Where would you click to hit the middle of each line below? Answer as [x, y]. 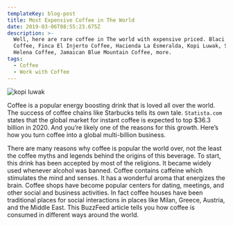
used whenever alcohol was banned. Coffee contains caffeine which [105, 170]
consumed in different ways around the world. [73, 215]
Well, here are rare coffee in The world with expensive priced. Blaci [119, 40]
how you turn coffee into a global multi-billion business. [87, 135]
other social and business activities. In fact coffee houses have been [105, 193]
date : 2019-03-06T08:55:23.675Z [54, 26]
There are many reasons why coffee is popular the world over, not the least [114, 148]
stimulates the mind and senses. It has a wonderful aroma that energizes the [116, 177]
